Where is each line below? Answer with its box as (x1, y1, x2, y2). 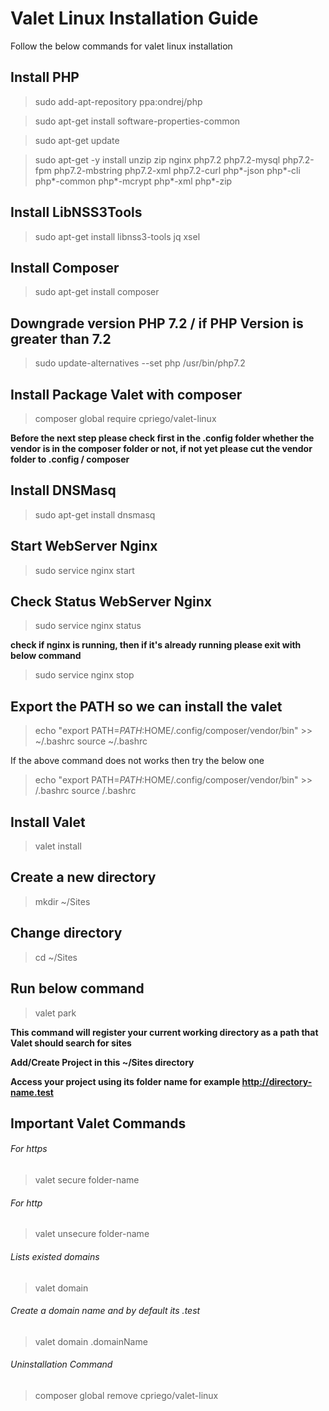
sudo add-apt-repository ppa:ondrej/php (34, 95, 203, 107)
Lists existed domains (10, 1250, 100, 1262)
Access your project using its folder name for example (10, 1075, 241, 1087)
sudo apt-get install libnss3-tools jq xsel (34, 230, 201, 242)
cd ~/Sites (34, 951, 78, 963)
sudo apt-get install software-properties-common (34, 115, 241, 127)
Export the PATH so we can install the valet (10, 698, 283, 715)
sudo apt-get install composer (34, 286, 160, 298)
